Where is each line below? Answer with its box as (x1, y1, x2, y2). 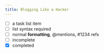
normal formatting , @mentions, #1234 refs (12, 31, 99, 37)
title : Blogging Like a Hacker (5, 7, 69, 12)
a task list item (12, 20, 42, 26)
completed (12, 42, 34, 48)
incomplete (12, 37, 35, 43)
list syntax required (12, 26, 52, 32)
